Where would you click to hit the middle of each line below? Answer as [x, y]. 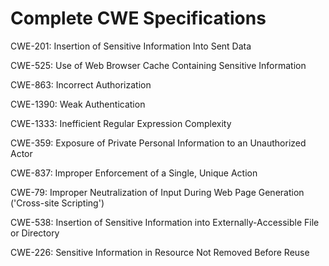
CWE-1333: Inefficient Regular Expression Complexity [121, 123]
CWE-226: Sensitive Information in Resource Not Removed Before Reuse [160, 252]
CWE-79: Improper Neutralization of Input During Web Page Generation [157, 192]
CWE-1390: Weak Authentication [78, 104]
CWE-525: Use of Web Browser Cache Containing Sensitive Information [158, 65]
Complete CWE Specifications [138, 18]
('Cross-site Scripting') [57, 203]
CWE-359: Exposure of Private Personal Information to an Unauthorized [158, 143]
